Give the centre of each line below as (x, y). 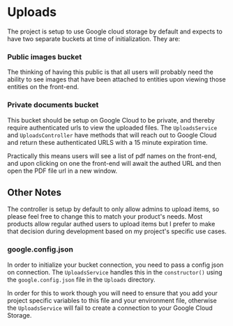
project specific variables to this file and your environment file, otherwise (112, 300)
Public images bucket (45, 56)
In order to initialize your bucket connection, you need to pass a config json (115, 265)
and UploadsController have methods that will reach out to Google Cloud (112, 135)
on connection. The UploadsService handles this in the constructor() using (115, 272)
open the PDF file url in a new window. (62, 171)
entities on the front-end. (43, 87)
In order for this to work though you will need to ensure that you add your (112, 293)
